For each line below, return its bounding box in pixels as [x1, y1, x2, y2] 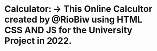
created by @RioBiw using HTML [4, 14, 143, 25]
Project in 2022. [4, 35, 72, 47]
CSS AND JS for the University [4, 25, 133, 36]
